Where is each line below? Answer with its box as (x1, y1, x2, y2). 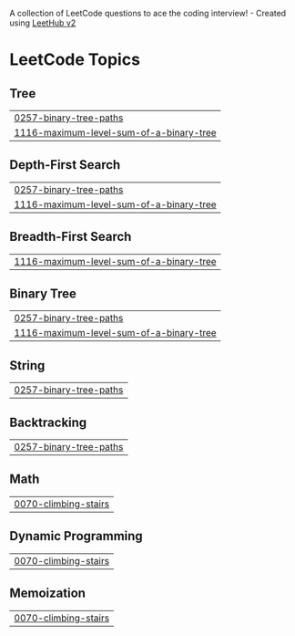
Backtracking (9, 414, 87, 430)
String (9, 358, 46, 373)
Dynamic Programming (9, 528, 143, 544)
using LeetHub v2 (9, 17, 76, 28)
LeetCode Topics (9, 49, 141, 70)
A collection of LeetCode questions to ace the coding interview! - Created (9, 8, 287, 18)
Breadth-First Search (9, 229, 132, 245)
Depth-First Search (9, 157, 121, 172)
